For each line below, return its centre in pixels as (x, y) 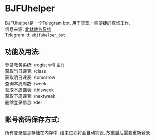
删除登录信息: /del (24, 102)
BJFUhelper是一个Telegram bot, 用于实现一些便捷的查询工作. (68, 23)
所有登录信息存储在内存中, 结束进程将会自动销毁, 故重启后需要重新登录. (78, 132)
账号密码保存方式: (33, 119)
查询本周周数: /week (26, 83)
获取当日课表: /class (26, 71)
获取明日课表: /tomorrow (30, 77)
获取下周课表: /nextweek (30, 96)
